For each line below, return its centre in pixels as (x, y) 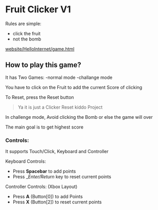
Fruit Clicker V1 (38, 9)
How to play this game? (43, 65)
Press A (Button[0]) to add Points (48, 197)
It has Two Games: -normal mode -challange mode (59, 77)
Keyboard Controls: (26, 161)
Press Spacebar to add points (44, 171)
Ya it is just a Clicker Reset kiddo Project (60, 107)
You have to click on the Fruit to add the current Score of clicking (74, 87)
